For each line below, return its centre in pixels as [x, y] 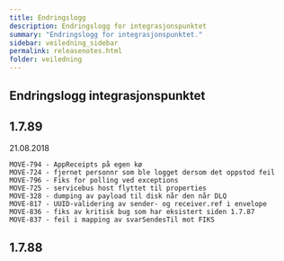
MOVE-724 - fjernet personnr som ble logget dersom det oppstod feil [142, 173]
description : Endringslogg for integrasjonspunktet [108, 26]
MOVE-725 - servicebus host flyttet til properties [108, 189]
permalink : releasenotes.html [66, 51]
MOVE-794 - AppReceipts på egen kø [76, 165]
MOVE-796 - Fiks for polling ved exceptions [94, 181]
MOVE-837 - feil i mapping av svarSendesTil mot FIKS [112, 220]
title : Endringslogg [48, 18]
